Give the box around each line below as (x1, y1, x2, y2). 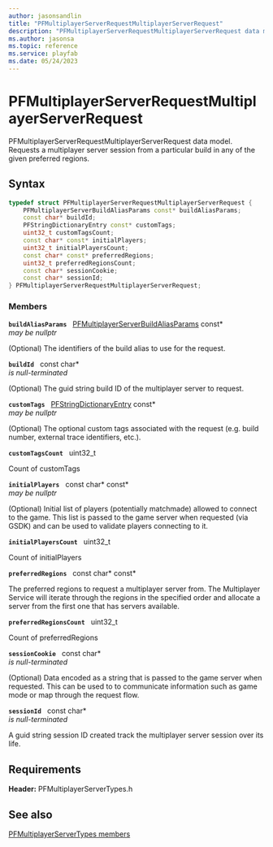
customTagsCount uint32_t (8, 448, 96, 458)
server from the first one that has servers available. (8, 602, 180, 611)
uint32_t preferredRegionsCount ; (23, 259, 136, 267)
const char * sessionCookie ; (23, 266, 118, 274)
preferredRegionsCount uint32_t (8, 617, 118, 627)
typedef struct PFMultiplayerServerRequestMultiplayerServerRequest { (8, 198, 253, 207)
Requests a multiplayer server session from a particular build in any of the (8, 145, 256, 154)
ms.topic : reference (8, 42, 79, 50)
